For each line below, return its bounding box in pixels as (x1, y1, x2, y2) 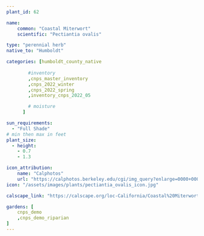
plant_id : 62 (6, 8, 39, 15)
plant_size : (6, 137, 36, 143)
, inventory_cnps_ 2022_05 (28, 92, 91, 99)
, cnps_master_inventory (28, 75, 88, 82)
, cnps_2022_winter (28, 81, 75, 87)
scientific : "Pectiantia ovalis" (17, 31, 102, 37)
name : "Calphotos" (17, 170, 64, 177)
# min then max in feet (6, 131, 67, 137)
